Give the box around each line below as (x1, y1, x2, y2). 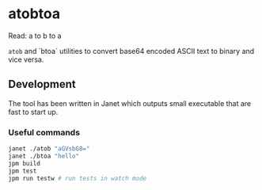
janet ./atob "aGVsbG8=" (8, 145, 90, 153)
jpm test (8, 167, 37, 175)
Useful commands (8, 127, 81, 138)
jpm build (8, 159, 41, 167)
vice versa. (8, 55, 44, 64)
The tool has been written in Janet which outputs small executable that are (8, 98, 252, 108)
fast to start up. (8, 107, 59, 116)
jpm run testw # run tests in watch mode (8, 174, 147, 182)
